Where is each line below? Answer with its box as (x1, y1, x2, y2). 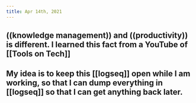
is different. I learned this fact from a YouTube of (6, 39, 188, 50)
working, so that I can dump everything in (6, 78, 163, 88)
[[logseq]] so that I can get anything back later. (6, 87, 183, 97)
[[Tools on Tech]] (6, 49, 71, 59)
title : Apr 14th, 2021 (6, 8, 62, 15)
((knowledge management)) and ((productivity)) (6, 31, 188, 41)
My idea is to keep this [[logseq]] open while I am (6, 69, 191, 79)
